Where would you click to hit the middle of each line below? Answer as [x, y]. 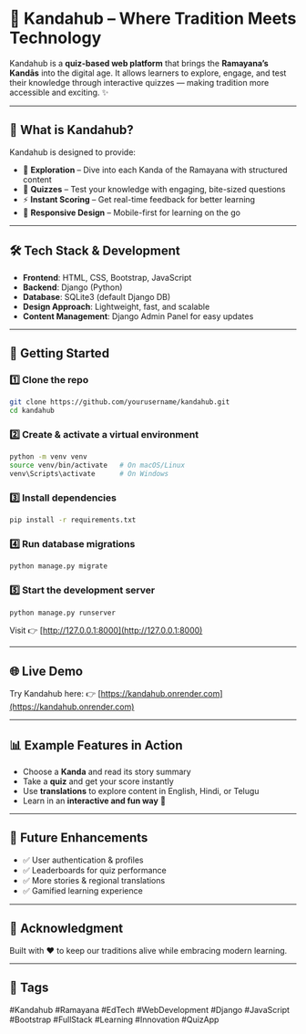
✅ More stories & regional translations [94, 880]
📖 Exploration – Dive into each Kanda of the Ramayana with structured [155, 170]
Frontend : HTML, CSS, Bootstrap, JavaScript [107, 277]
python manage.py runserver [63, 613]
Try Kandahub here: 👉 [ [56, 694]
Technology [56, 38]
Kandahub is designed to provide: [73, 152]
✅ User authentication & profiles [83, 860]
